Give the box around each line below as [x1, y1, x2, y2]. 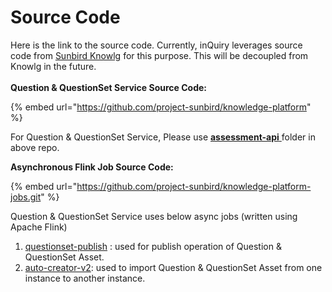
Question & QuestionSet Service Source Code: [10, 81, 207, 93]
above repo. [10, 141, 60, 153]
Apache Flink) [10, 221, 68, 233]
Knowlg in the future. [10, 60, 97, 72]
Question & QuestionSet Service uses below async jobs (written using [10, 210, 298, 222]
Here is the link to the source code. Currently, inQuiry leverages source [10, 39, 303, 51]
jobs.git [10, 191, 42, 203]
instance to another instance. [24, 272, 146, 284]
